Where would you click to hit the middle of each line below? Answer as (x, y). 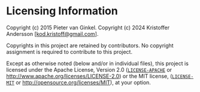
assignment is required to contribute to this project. (69, 51)
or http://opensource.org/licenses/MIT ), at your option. (84, 82)
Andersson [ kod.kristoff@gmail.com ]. (52, 33)
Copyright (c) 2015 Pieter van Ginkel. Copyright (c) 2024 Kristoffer (88, 27)
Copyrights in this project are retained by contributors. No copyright (90, 45)
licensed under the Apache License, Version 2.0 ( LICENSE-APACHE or (89, 69)
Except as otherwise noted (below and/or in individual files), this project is (97, 63)
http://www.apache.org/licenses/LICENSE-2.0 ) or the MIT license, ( (89, 76)
